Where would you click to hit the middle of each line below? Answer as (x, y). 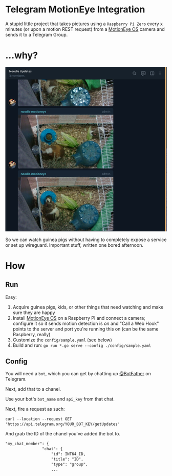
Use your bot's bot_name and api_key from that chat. (60, 399)
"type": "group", (69, 464)
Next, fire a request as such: (35, 409)
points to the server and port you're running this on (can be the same (85, 329)
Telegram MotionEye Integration (75, 10)
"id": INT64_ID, (68, 454)
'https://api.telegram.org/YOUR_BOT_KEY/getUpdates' (63, 424)
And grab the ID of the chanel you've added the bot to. (63, 434)
